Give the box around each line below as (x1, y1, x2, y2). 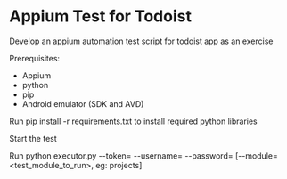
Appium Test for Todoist (9, 6, 192, 27)
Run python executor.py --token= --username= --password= (9, 150, 234, 161)
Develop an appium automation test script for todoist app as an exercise (9, 36, 274, 46)
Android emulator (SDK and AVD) (21, 98, 144, 109)
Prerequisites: (9, 53, 61, 63)
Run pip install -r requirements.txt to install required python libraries (9, 116, 258, 126)
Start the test (9, 133, 58, 143)
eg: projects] (94, 159, 143, 170)
